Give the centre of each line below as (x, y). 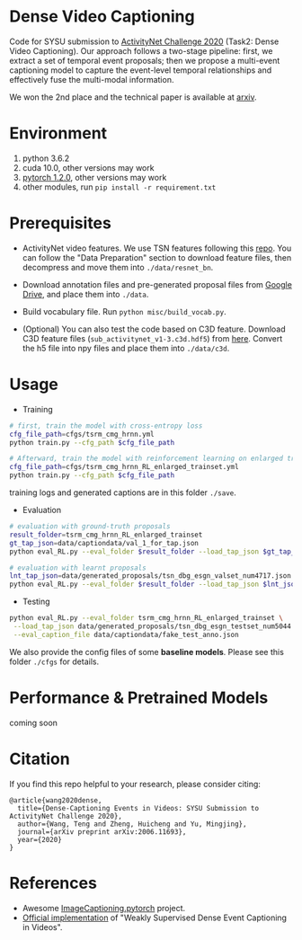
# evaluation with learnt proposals (78, 568)
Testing (36, 602)
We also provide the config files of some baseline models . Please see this (147, 652)
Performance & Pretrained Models (139, 697)
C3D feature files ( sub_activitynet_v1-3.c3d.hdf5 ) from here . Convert (152, 338)
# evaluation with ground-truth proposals (90, 527)
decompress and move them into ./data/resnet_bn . (118, 267)
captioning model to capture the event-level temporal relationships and (141, 70)
